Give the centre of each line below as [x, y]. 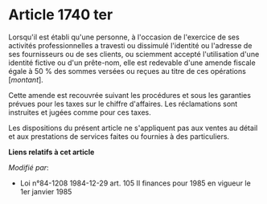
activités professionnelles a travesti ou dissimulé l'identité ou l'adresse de [130, 45]
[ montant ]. [26, 80]
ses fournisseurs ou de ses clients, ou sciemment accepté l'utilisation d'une [134, 54]
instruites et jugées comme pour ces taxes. [80, 112]
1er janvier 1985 [46, 191]
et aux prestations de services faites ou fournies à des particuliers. [119, 136]
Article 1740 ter [61, 15]
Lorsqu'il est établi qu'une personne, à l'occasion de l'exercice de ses [124, 37]
